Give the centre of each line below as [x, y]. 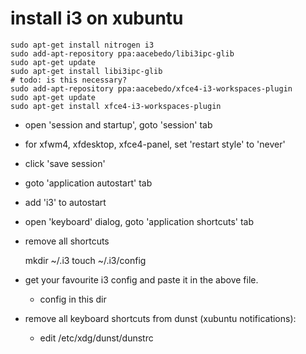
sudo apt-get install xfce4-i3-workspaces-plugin [116, 106]
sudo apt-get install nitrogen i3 [82, 45]
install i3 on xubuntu [97, 18]
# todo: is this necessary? [69, 80]
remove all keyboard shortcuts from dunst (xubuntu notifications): [160, 318]
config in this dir [73, 299]
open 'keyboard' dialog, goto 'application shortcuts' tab [139, 221]
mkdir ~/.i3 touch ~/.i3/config [85, 260]
